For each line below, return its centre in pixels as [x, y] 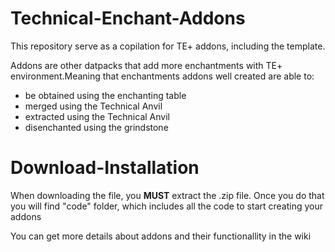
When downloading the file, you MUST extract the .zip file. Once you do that [167, 195]
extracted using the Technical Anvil [97, 116]
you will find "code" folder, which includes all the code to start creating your [166, 206]
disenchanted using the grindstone [96, 127]
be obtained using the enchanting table [105, 95]
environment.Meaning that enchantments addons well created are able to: [162, 76]
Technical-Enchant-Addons [128, 18]
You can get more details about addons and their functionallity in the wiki [161, 236]
